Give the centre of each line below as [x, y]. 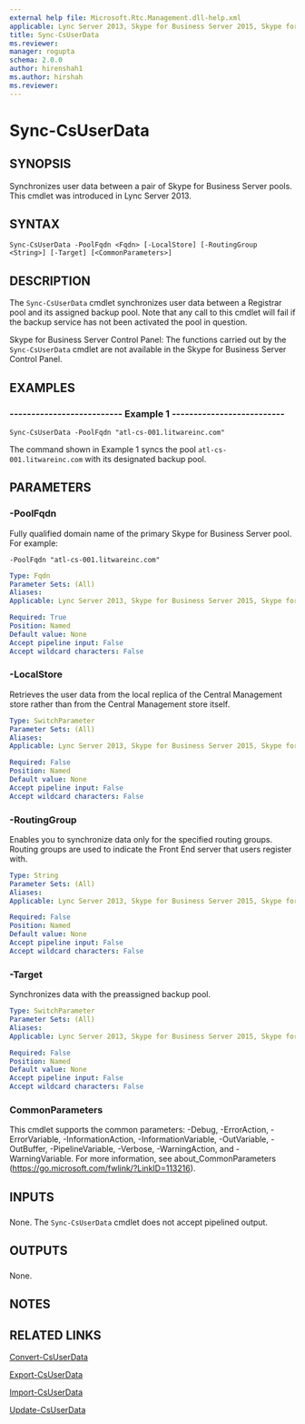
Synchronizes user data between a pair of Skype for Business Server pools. [151, 186]
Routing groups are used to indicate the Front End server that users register [151, 849]
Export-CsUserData [46, 1375]
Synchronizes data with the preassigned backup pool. [110, 995]
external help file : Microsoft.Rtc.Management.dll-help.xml [126, 18]
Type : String [34, 875]
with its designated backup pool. [146, 459]
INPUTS [32, 1197]
